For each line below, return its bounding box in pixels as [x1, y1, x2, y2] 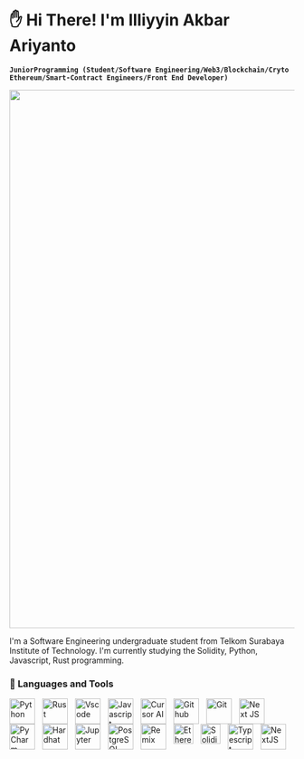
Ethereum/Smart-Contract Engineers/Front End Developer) [9, 73, 229, 83]
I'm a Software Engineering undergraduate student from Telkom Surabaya [9, 635, 285, 647]
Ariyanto [9, 35, 77, 56]
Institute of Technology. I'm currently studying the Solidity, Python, [9, 645, 258, 656]
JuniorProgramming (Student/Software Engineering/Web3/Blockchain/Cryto [9, 65, 290, 74]
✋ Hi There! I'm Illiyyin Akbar [9, 10, 231, 31]
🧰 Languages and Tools [9, 677, 114, 690]
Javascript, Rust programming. [9, 655, 125, 666]
